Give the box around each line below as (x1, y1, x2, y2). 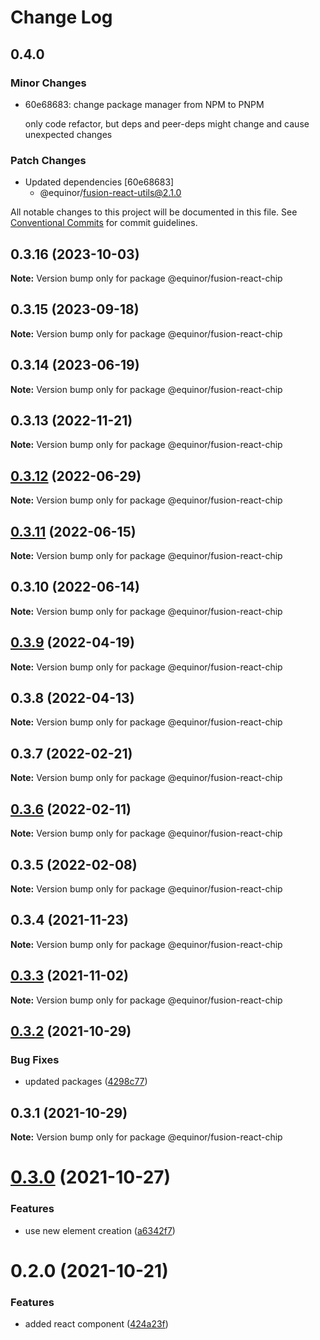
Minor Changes (10, 76, 87, 90)
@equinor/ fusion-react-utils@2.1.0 (39, 187, 182, 199)
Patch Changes (10, 153, 87, 167)
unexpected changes (24, 128, 113, 140)
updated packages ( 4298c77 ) (24, 1076, 148, 1088)
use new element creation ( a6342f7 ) (24, 1224, 176, 1236)
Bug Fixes (10, 1052, 60, 1066)
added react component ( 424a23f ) (24, 1318, 169, 1330)
